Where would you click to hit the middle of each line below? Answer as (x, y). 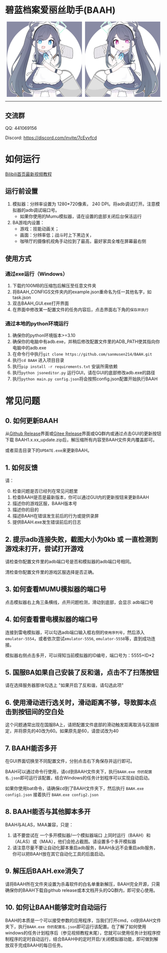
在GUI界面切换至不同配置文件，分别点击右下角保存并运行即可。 (70, 761)
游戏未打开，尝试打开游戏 (44, 549)
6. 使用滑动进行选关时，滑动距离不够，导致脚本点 (81, 702)
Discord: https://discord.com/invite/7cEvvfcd (51, 138)
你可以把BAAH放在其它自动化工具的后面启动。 (60, 854)
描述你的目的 (25, 510)
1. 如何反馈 (22, 468)
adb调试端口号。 (42, 210)
